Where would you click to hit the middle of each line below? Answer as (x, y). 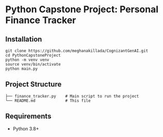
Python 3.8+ (26, 128)
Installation (24, 39)
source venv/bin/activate (33, 64)
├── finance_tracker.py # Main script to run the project (72, 96)
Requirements (28, 116)
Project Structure (33, 85)
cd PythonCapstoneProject (33, 55)
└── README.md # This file (48, 101)
